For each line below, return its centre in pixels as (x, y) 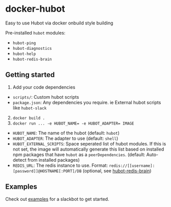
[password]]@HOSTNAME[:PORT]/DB (47, 171)
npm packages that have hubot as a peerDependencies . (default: (79, 154)
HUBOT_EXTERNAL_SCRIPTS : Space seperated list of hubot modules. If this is (89, 143)
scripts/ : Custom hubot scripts (46, 97)
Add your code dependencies (44, 87)
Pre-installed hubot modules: (35, 33)
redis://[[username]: (132, 166)
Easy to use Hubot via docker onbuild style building (59, 23)
